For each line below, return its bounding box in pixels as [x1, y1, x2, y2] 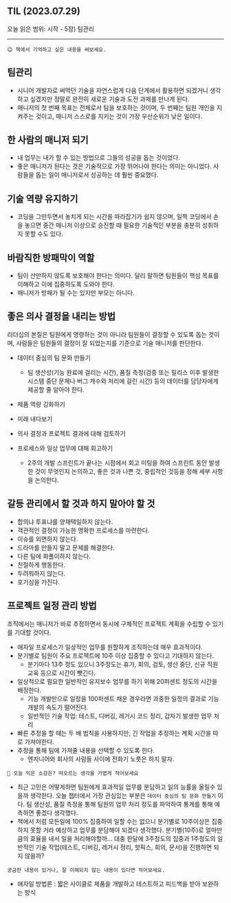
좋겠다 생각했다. [35, 809, 78, 817]
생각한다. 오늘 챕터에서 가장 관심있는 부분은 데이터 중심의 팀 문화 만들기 [30, 791, 217, 800]
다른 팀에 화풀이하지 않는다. [16, 552, 91, 560]
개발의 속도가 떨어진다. [27, 703, 89, 712]
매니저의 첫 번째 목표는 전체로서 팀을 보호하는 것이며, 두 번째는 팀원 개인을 [16, 103, 215, 112]
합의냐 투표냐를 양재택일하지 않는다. [16, 517, 113, 526]
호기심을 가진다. [16, 578, 60, 586]
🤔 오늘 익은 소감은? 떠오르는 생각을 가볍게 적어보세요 [7, 769, 139, 777]
